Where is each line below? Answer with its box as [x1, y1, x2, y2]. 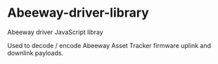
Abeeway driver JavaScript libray [7, 28, 103, 36]
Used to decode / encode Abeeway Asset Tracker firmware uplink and [7, 41, 211, 49]
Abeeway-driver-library [7, 5, 149, 21]
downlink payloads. [7, 49, 64, 57]
